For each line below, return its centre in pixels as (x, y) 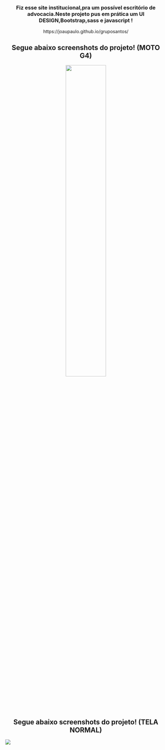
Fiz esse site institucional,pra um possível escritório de (86, 8)
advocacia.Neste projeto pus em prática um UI (86, 14)
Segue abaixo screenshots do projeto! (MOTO (86, 48)
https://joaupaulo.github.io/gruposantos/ (86, 32)
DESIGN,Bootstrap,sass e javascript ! (86, 20)
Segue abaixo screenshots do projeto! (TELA (86, 722)
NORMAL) (86, 730)
